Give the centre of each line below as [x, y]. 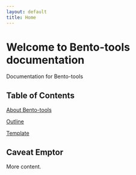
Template [18, 134]
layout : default [26, 12]
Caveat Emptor [35, 152]
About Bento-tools [29, 110]
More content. [24, 167]
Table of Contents [41, 95]
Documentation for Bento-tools [45, 76]
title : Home [21, 17]
